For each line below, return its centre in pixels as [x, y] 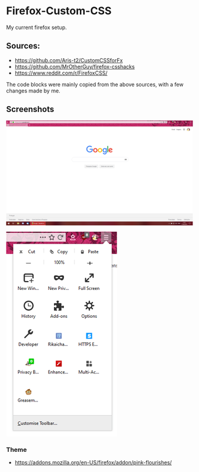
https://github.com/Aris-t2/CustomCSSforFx [69, 60]
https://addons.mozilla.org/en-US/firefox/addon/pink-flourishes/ [93, 463]
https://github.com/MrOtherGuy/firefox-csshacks [75, 66]
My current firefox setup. [36, 27]
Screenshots [30, 109]
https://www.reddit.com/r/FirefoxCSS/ [61, 73]
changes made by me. [33, 91]
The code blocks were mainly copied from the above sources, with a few [95, 84]
